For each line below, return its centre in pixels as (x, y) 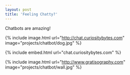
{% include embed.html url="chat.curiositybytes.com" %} (63, 52)
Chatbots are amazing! (28, 28)
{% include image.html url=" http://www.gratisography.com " (65, 62)
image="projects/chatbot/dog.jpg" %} (43, 43)
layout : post (18, 10)
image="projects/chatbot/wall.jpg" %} (43, 67)
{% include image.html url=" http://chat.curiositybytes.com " (65, 38)
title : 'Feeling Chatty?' (31, 14)
